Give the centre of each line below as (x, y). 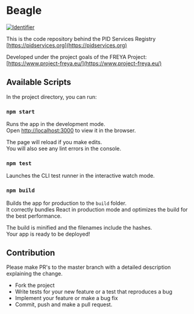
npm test (19, 163)
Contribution (31, 253)
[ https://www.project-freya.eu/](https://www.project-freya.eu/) (84, 63)
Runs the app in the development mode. (56, 124)
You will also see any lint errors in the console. (64, 149)
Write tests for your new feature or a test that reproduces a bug (94, 292)
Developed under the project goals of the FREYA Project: (77, 57)
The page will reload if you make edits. (54, 142)
